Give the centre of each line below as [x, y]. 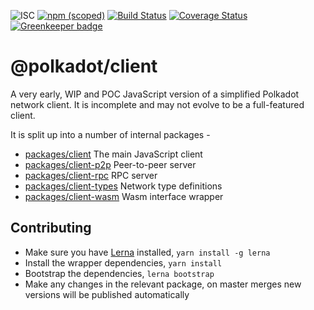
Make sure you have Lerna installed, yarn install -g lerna [147, 252]
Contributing [51, 228]
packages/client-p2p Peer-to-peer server [110, 164]
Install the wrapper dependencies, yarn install [123, 262]
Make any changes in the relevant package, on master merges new [163, 284]
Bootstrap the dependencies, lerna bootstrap [119, 273]
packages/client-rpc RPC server [91, 175]
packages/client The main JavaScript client [113, 154]
